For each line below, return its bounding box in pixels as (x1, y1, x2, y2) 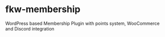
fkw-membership (5, 4, 81, 15)
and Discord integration (5, 25, 55, 31)
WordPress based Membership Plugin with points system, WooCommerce (5, 20, 160, 26)
